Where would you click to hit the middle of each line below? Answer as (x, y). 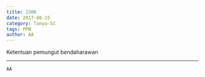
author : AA (20, 35)
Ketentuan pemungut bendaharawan (52, 52)
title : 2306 (21, 12)
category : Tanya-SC (31, 23)
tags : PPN (19, 29)
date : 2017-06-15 (28, 18)
